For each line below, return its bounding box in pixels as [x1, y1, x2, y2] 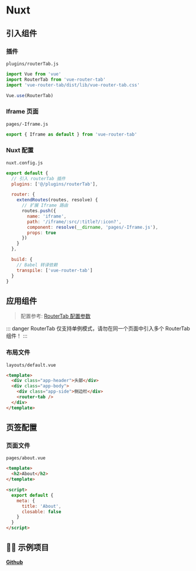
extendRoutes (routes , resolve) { [16, 197, 98, 203]
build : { [11, 257, 33, 263]
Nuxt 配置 [6, 146, 34, 154]
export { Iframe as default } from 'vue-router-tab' [6, 131, 137, 137]
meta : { [16, 498, 35, 504]
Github [6, 558, 23, 565]
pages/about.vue [6, 455, 46, 461]
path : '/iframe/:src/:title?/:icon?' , [27, 219, 122, 225]
